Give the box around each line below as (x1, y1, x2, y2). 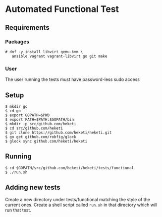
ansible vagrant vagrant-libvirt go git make (11, 54, 108, 59)
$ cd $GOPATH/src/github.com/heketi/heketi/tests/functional (5, 165, 134, 170)
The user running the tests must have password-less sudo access (5, 76, 140, 82)
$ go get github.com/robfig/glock (5, 134, 77, 140)
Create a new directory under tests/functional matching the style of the (5, 196, 150, 202)
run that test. (5, 207, 31, 213)
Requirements (5, 23, 50, 32)
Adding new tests (5, 183, 60, 192)
